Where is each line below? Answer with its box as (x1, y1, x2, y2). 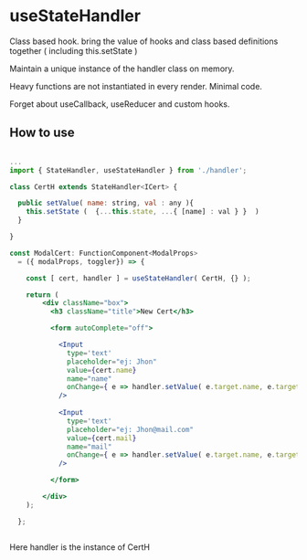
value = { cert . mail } (67, 433, 137, 443)
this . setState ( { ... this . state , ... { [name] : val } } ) (26, 207, 259, 217)
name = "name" (67, 374, 112, 384)
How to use (9, 125, 75, 141)
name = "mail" (67, 442, 112, 451)
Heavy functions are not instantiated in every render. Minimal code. (9, 80, 263, 91)
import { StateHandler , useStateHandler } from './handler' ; (9, 165, 248, 174)
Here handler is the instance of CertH (9, 541, 151, 553)
